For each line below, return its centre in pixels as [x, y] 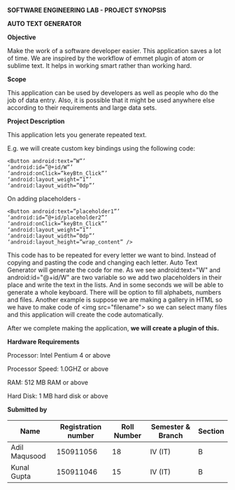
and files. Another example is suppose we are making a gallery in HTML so [115, 300]
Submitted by [27, 409]
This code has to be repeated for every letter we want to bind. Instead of [112, 255]
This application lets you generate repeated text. [77, 135]
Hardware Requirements [43, 342]
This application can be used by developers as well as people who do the [113, 93]
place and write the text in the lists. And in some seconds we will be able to [115, 285]
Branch [171, 435]
